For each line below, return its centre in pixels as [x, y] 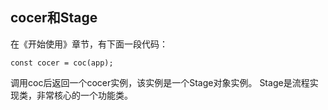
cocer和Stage [54, 18]
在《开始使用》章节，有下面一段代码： [89, 44]
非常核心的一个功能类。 [84, 95]
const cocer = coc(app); [62, 63]
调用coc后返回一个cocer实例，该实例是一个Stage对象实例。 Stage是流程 [160, 82]
